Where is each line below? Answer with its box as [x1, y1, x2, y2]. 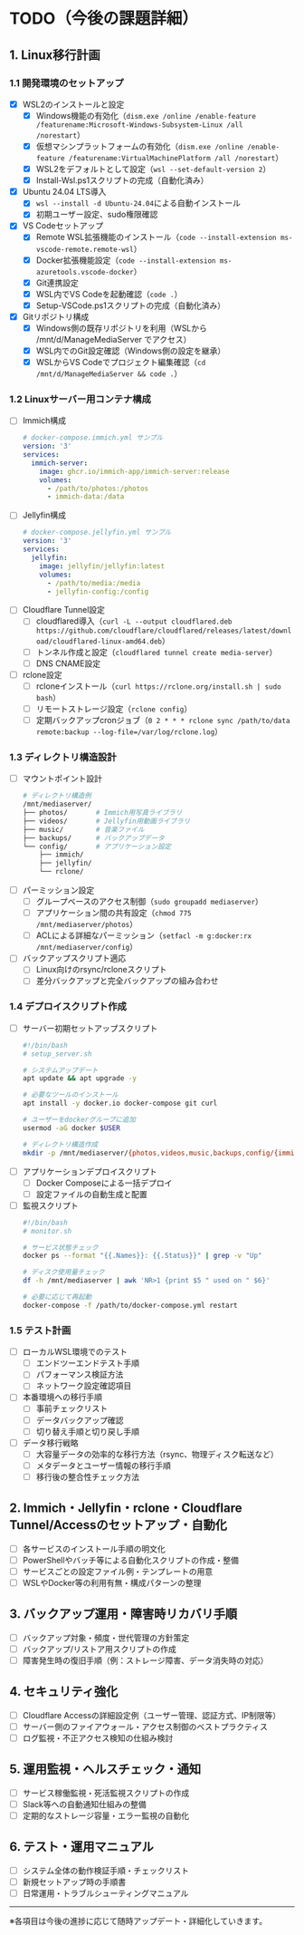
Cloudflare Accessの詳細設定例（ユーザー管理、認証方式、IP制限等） [22, 1709, 281, 1720]
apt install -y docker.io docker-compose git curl [22, 1098, 218, 1108]
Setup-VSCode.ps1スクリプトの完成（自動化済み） [35, 300, 226, 311]
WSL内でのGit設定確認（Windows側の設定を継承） [35, 345, 226, 356]
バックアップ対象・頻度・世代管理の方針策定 [22, 1632, 190, 1643]
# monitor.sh [22, 1226, 72, 1235]
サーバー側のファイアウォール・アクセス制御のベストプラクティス [22, 1721, 269, 1732]
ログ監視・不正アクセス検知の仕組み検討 [22, 1732, 174, 1743]
